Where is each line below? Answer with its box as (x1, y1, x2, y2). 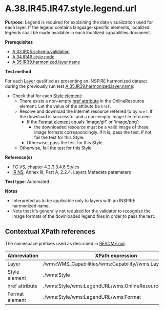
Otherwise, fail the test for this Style (19, 145, 92, 151)
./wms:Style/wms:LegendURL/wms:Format (43, 293, 141, 300)
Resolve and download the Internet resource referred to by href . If (19, 108, 153, 114)
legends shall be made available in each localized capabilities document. (5, 29, 151, 35)
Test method (5, 68, 32, 74)
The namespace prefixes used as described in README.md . (5, 240, 126, 246)
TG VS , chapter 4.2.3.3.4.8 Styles (12, 164, 80, 170)
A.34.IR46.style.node (12, 53, 55, 59)
